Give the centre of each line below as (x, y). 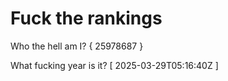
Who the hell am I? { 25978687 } (77, 46)
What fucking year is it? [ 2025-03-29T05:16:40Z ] (114, 65)
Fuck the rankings (86, 18)
